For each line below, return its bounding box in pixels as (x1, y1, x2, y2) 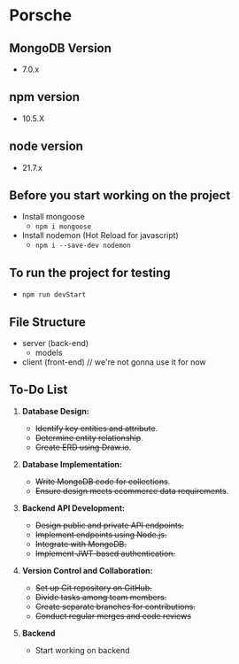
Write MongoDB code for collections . (35, 475, 171, 487)
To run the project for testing (9, 265, 171, 280)
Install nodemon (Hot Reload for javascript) (21, 230, 179, 241)
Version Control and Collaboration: (21, 565, 153, 575)
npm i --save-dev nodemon (35, 241, 131, 251)
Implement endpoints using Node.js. (35, 529, 167, 540)
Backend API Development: (21, 502, 126, 513)
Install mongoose (21, 212, 86, 222)
